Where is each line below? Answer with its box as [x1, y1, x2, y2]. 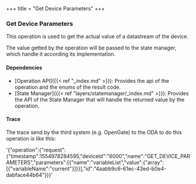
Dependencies [6, 64, 43, 71]
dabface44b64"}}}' [6, 171, 53, 178]
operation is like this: [6, 135, 56, 142]
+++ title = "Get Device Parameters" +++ [6, 5, 105, 12]
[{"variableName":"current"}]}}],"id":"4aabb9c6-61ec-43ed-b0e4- [6, 165, 167, 172]
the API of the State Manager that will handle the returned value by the [14, 96, 185, 103]
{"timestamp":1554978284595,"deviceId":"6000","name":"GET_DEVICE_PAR [6, 152, 191, 159]
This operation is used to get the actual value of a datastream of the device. [6, 33, 189, 40]
